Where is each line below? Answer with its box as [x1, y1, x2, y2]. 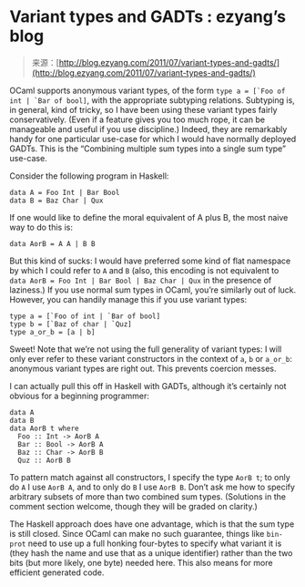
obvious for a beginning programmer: [9, 390, 150, 401]
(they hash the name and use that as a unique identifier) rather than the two [9, 547, 293, 558]
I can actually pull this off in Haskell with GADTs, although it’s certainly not [9, 380, 287, 391]
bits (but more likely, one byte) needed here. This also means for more [9, 557, 273, 568]
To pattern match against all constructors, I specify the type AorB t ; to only [9, 471, 291, 482]
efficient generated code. [9, 567, 105, 578]
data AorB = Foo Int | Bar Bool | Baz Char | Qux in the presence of [9, 274, 272, 285]
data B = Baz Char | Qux [9, 196, 104, 205]
